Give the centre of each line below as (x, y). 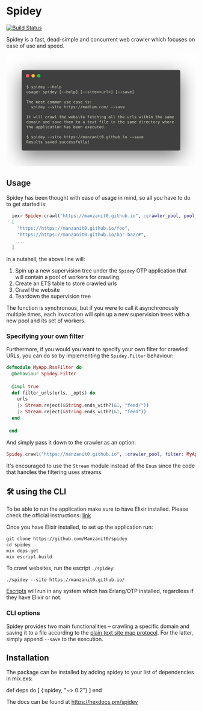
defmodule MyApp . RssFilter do (44, 368)
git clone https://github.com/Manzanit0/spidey (67, 539)
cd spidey (19, 545)
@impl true (25, 386)
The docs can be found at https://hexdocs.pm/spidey (72, 702)
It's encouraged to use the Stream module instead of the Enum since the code (101, 466)
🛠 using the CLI (36, 491)
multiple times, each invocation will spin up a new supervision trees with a (98, 314)
